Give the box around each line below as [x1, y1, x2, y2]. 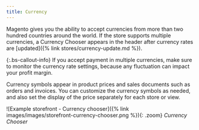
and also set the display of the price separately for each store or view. [6, 93, 180, 101]
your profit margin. [6, 69, 53, 76]
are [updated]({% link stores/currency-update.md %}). [6, 45, 143, 52]
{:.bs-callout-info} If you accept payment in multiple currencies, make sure [6, 56, 192, 63]
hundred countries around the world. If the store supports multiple [6, 31, 171, 39]
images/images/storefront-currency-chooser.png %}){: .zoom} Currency [6, 111, 188, 119]
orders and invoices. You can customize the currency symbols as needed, [6, 87, 191, 94]
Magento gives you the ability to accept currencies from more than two [6, 25, 183, 32]
